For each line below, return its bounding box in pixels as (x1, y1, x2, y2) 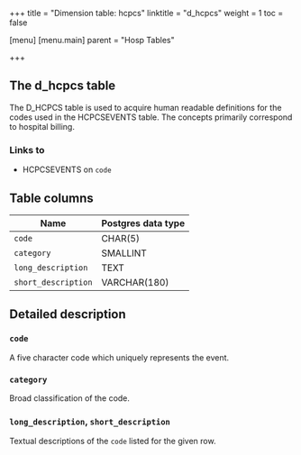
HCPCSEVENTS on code (22, 164, 112, 175)
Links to (9, 143, 45, 156)
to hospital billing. (9, 121, 75, 132)
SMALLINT (101, 247, 147, 259)
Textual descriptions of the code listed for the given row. (9, 436, 216, 447)
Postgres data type (101, 216, 186, 229)
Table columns (9, 190, 95, 205)
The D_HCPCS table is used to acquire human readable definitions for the (9, 102, 282, 113)
